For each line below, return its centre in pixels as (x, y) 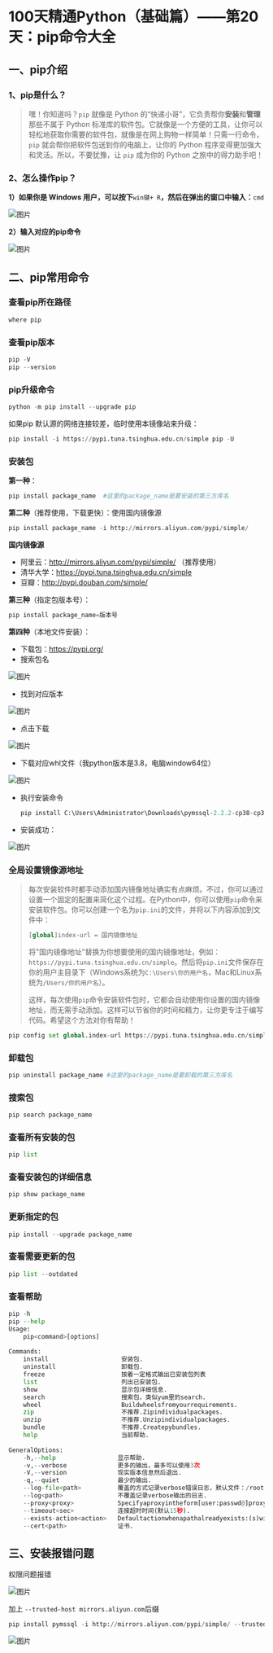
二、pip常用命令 (49, 277)
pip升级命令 (32, 389)
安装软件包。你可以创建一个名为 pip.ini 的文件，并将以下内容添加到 (141, 910)
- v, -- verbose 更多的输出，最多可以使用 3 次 (112, 1465)
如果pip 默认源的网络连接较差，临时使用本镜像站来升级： (104, 423)
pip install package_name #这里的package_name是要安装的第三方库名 (119, 496)
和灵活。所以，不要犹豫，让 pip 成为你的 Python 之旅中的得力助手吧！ (146, 155)
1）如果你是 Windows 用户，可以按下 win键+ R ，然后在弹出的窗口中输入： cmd (136, 197)
